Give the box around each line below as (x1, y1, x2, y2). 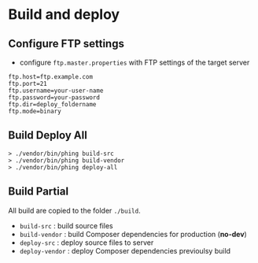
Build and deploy (8, 6, 120, 24)
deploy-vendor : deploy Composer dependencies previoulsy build (19, 246, 230, 255)
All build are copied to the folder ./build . (8, 206, 141, 215)
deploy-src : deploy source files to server (19, 238, 154, 247)
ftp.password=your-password (8, 94, 101, 102)
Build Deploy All (8, 128, 88, 143)
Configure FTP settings (8, 37, 124, 50)
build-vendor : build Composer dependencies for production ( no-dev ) (19, 229, 248, 239)
